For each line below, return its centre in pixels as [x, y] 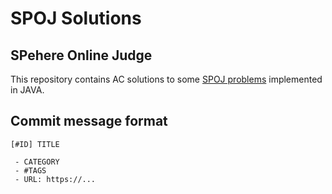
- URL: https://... [55, 179]
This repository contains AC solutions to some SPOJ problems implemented [166, 79]
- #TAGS [30, 170]
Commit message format [89, 121]
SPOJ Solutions [76, 18]
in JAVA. [27, 90]
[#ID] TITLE [35, 144]
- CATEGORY [37, 162]
